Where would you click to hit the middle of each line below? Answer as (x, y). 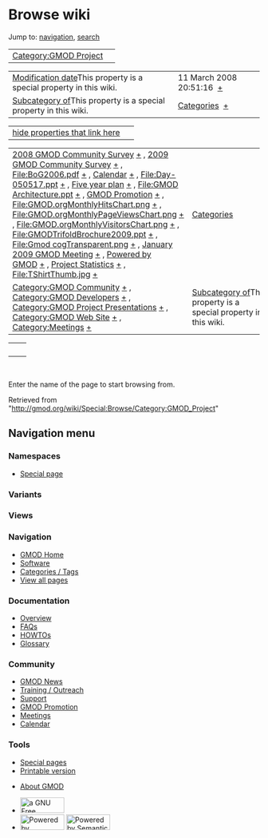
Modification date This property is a (78, 77)
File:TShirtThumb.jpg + (55, 274)
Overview (35, 618)
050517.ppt (35, 184)
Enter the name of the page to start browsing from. (92, 384)
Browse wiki (49, 15)
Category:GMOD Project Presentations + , (91, 307)
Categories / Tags (49, 571)
